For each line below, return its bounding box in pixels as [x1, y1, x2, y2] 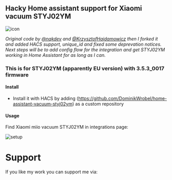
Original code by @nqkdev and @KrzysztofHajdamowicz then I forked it [5, 35, 158, 42]
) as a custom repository [72, 101, 124, 107]
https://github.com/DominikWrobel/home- [78, 95, 167, 102]
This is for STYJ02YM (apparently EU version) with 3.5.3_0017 [5, 65, 164, 72]
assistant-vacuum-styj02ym [12, 101, 73, 107]
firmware [5, 71, 29, 78]
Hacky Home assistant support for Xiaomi [5, 4, 142, 13]
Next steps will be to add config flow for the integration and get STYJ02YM [5, 46, 165, 53]
